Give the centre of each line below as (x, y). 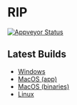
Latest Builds (37, 54)
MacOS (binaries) (43, 87)
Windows (31, 71)
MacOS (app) (37, 79)
